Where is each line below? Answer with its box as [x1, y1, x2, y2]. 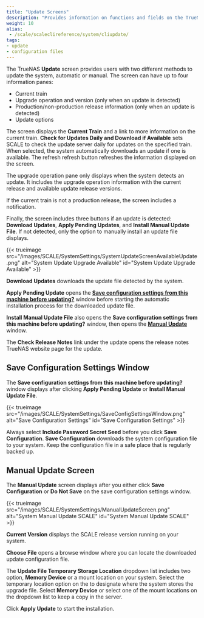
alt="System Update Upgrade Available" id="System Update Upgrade [21, 259, 195, 266]
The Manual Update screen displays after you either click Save [6, 482, 165, 489]
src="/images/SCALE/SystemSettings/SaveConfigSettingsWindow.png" [6, 410, 185, 417]
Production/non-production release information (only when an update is [15, 103, 195, 110]
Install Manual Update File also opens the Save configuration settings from [6, 314, 198, 321]
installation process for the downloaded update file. [6, 302, 135, 309]
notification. [6, 203, 36, 210]
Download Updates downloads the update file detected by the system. [6, 277, 184, 284]
